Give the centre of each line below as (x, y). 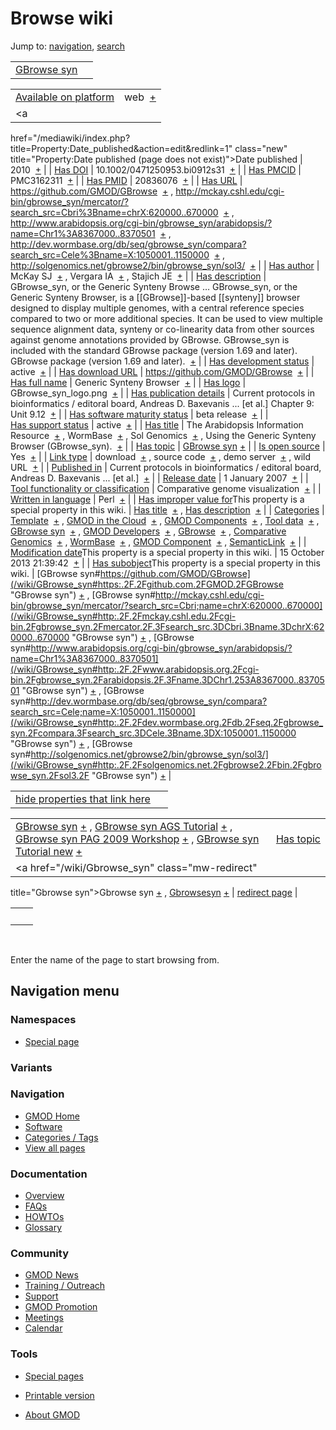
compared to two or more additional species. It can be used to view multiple (166, 318)
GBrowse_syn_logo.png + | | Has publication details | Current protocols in (162, 393)
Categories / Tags (61, 1137)
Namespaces (43, 1020)
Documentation (49, 1174)
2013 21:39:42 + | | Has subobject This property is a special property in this (165, 563)
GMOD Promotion (61, 1307)
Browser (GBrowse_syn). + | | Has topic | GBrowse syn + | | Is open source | (168, 446)
